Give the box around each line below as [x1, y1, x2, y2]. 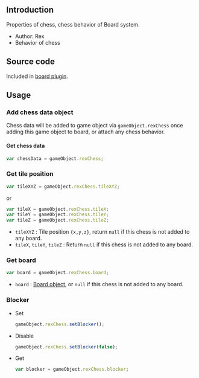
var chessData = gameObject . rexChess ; [6, 155, 104, 162]
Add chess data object [6, 108, 74, 117]
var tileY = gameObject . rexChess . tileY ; [6, 211, 110, 218]
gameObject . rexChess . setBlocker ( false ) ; [14, 344, 118, 350]
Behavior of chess [14, 39, 60, 46]
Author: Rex [14, 33, 45, 40]
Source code [6, 57, 55, 67]
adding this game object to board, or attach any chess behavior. [6, 128, 165, 135]
